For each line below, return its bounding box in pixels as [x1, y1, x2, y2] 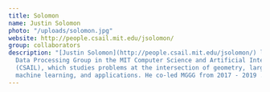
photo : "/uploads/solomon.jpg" [8, 26, 113, 34]
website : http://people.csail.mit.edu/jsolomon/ [8, 34, 174, 42]
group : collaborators [8, 42, 81, 50]
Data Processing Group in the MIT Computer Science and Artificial [15, 57, 247, 65]
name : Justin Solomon [8, 19, 81, 27]
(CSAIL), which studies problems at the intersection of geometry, [15, 64, 247, 72]
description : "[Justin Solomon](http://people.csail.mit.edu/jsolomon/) [8, 49, 257, 57]
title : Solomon [8, 11, 59, 20]
